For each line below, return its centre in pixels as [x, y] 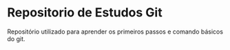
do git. [16, 38]
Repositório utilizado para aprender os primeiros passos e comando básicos [115, 32]
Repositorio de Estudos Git [85, 13]
